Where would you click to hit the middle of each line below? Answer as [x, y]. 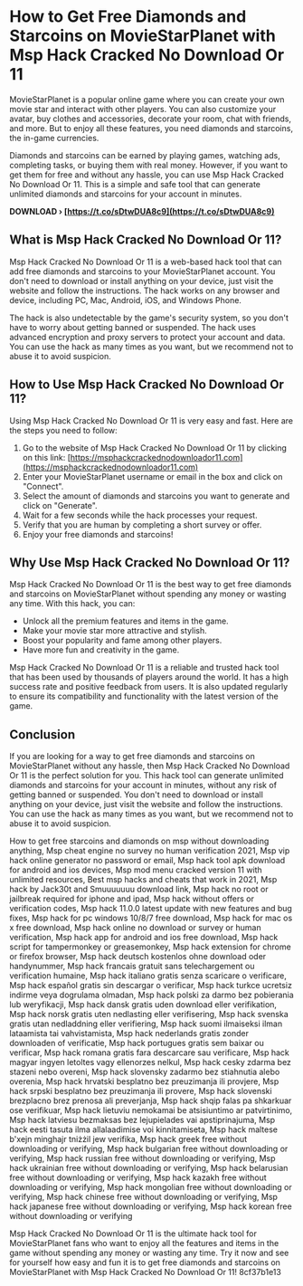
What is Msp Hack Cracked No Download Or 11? [146, 240]
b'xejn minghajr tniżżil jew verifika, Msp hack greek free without [128, 1139]
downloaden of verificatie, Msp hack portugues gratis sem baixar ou [137, 1043]
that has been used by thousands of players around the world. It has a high [149, 677]
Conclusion [43, 734]
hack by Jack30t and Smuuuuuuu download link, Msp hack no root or [139, 890]
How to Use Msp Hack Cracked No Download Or [147, 385]
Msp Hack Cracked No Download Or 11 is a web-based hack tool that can [146, 262]
